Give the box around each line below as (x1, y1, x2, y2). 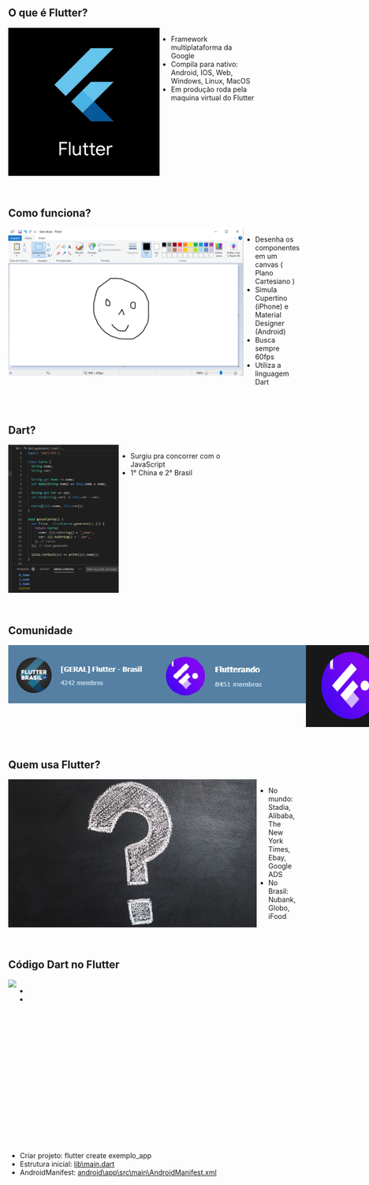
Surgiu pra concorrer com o (129, 452, 221, 461)
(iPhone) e (255, 302, 289, 311)
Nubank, (267, 895, 296, 905)
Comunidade (8, 624, 73, 637)
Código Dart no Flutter (8, 958, 120, 972)
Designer (255, 318, 285, 328)
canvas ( (255, 260, 284, 269)
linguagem (255, 369, 289, 378)
